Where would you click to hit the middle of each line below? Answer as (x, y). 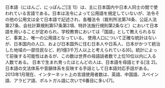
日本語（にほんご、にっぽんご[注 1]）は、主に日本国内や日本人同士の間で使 (82, 7)
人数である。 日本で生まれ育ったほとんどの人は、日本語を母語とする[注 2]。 (82, 62)
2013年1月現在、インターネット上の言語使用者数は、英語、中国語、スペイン (82, 74)
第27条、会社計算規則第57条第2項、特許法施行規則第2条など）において (78, 25)
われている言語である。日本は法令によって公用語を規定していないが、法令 (80, 13)
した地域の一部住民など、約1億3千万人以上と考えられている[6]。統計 (75, 50)
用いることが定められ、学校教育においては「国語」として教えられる (82, 32)
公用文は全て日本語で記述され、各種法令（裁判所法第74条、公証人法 (87, 19)
